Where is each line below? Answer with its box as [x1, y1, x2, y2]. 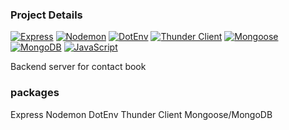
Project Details [10, 8, 83, 22]
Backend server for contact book [10, 61, 147, 73]
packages [10, 86, 60, 100]
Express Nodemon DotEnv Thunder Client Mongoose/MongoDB [10, 108, 273, 120]
